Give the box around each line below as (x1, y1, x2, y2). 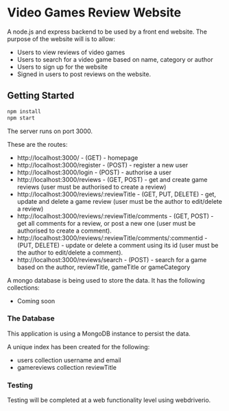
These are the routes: (7, 140, 68, 148)
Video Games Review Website (7, 5, 182, 21)
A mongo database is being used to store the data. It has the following (7, 276, 206, 284)
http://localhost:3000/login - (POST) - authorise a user (16, 168, 172, 176)
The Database (7, 314, 55, 323)
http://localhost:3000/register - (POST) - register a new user (16, 161, 189, 169)
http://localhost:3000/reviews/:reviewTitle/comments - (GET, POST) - (16, 211, 214, 220)
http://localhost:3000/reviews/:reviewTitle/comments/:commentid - (16, 233, 208, 242)
